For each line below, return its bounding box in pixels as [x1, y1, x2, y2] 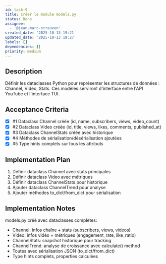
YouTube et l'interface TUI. [5, 91, 60, 97]
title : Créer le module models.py [5, 12, 77, 17]
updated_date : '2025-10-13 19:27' [5, 35, 77, 40]
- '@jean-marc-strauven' [9, 26, 61, 31]
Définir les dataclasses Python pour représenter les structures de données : [5, 80, 160, 86]
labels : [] [5, 40, 28, 45]
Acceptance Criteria [5, 105, 69, 114]
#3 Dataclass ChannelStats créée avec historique [12, 130, 113, 135]
